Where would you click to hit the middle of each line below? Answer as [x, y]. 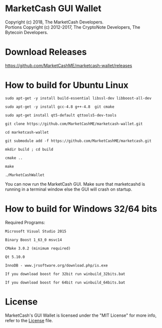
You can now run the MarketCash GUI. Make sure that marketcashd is [75, 184]
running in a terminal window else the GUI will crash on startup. [69, 189]
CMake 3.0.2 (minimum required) [38, 248]
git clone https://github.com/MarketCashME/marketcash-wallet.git [74, 124]
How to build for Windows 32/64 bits [81, 209]
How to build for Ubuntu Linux [67, 85]
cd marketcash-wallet [27, 132]
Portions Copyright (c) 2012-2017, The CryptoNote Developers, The [73, 27]
